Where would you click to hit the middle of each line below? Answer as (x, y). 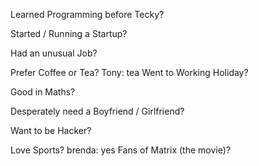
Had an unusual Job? (54, 53)
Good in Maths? (43, 92)
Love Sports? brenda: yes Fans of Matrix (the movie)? (120, 150)
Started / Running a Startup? (69, 33)
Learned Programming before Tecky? (87, 14)
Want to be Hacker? (51, 130)
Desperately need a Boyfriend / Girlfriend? (97, 111)
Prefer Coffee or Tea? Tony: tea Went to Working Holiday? (129, 72)
